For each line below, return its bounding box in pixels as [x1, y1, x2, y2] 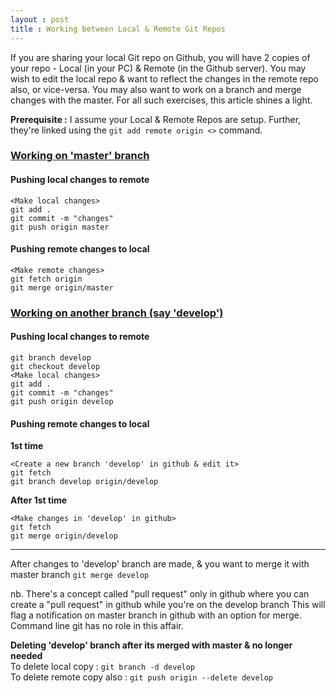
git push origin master [10, 222, 110, 232]
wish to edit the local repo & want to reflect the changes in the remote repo [10, 72, 319, 85]
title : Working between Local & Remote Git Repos [10, 24, 226, 34]
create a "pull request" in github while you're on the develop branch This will [10, 599, 326, 611]
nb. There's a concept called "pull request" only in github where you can [10, 588, 310, 600]
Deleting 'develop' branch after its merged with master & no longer [10, 639, 293, 651]
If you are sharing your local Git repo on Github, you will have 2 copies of [10, 51, 311, 63]
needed [10, 650, 43, 662]
